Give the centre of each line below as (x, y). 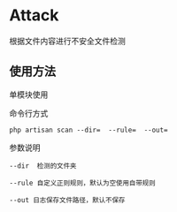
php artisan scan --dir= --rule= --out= (88, 130)
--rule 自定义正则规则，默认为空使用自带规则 (83, 183)
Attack (34, 15)
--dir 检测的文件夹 (43, 166)
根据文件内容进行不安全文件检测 (67, 41)
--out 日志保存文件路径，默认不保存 (67, 200)
